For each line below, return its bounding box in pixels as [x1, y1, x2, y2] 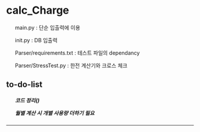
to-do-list [6, 80, 43, 90]
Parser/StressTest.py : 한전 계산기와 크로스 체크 [14, 62, 128, 69]
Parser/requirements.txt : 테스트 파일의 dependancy [14, 49, 140, 56]
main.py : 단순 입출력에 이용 [14, 24, 80, 31]
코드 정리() [14, 96, 40, 104]
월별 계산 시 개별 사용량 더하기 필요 [14, 109, 95, 117]
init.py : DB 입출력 [14, 36, 58, 43]
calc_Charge [6, 4, 70, 17]
